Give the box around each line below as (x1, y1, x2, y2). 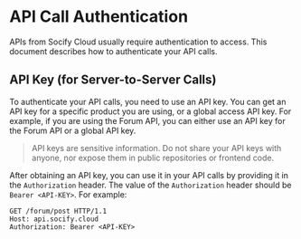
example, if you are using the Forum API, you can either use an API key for (9, 115, 287, 126)
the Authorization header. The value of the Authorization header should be (9, 179, 292, 190)
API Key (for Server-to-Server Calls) (9, 72, 217, 88)
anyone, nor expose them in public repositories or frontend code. (31, 152, 275, 163)
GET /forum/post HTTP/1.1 (9, 206, 107, 215)
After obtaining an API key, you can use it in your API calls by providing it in (9, 169, 289, 180)
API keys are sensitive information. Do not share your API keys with (31, 142, 282, 153)
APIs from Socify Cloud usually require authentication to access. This (9, 36, 268, 47)
